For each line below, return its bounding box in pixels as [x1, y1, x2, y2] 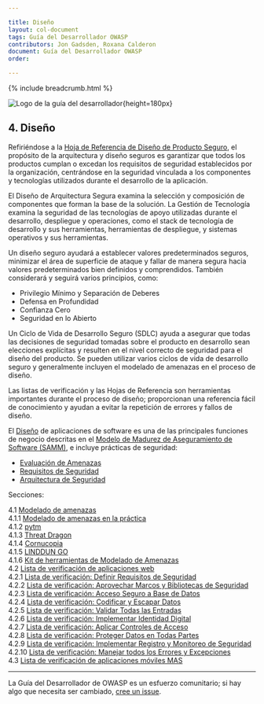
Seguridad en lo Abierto [19, 313, 97, 323]
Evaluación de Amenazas [19, 458, 102, 467]
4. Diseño [8, 121, 56, 135]
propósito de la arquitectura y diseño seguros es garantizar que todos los [8, 150, 246, 160]
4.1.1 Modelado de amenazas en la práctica [8, 513, 147, 523]
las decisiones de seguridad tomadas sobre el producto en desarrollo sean [8, 337, 251, 346]
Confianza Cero [19, 304, 71, 315]
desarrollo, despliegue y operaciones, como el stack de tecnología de [8, 216, 234, 225]
